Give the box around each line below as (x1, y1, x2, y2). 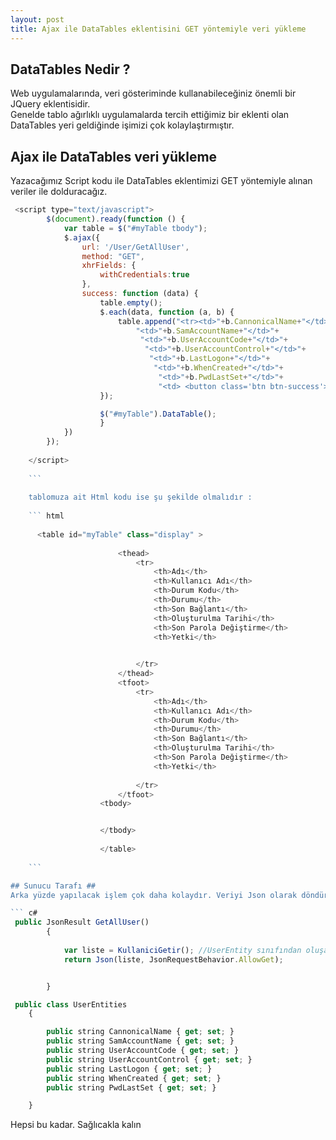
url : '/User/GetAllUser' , (81, 242, 190, 252)
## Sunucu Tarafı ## (10, 881, 97, 891)
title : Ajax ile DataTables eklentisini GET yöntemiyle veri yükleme (10, 24, 307, 34)
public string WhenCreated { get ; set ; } (46, 1073, 222, 1083)
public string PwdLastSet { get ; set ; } (46, 1082, 217, 1093)
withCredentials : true (99, 270, 190, 280)
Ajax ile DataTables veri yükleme (10, 148, 218, 165)
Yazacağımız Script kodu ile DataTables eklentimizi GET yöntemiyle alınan (10, 175, 313, 187)
